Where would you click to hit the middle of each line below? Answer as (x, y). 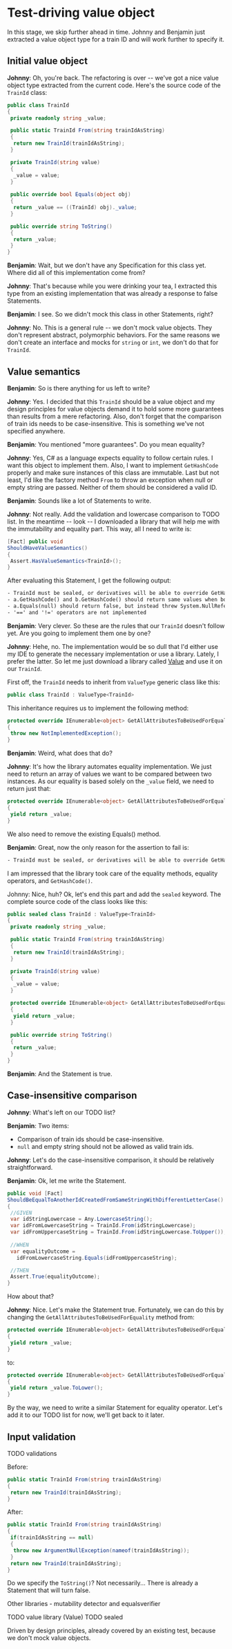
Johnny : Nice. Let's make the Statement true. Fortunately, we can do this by (116, 1310)
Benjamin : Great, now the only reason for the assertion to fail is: (98, 847)
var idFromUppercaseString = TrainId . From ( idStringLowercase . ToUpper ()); (118, 1232)
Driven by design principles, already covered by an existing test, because (112, 1631)
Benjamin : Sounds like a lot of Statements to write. (79, 501)
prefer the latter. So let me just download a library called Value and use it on (115, 661)
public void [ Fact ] (35, 1193)
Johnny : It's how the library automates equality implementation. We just (109, 767)
